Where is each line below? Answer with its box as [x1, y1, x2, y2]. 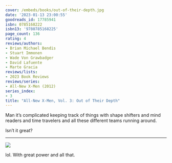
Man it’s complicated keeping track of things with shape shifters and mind [5, 112, 161, 118]
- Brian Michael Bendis [5, 46, 56, 51]
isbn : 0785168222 [5, 22, 42, 27]
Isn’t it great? [5, 128, 33, 134]
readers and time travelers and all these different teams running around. [5, 117, 157, 124]
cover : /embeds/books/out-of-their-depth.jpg [5, 7, 104, 13]
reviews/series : [5, 79, 40, 84]
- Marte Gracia [5, 65, 38, 70]
